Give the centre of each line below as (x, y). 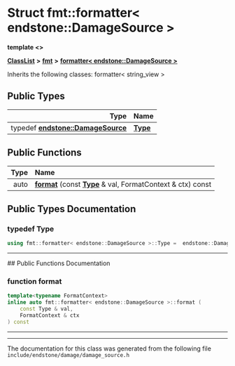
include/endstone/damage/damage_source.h (69, 355)
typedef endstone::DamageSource (69, 127)
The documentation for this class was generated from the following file (109, 349)
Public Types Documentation (72, 209)
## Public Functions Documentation (59, 263)
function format (35, 281)
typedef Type (31, 229)
